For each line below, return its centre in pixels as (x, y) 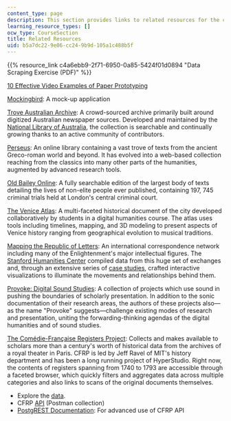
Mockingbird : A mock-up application (59, 99)
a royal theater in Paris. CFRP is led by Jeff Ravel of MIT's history (99, 353)
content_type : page (35, 13)
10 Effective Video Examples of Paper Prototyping (77, 86)
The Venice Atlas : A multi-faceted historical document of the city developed (114, 211)
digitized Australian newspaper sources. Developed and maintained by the (112, 120)
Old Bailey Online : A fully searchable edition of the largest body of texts (108, 183)
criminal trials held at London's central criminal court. (82, 197)
